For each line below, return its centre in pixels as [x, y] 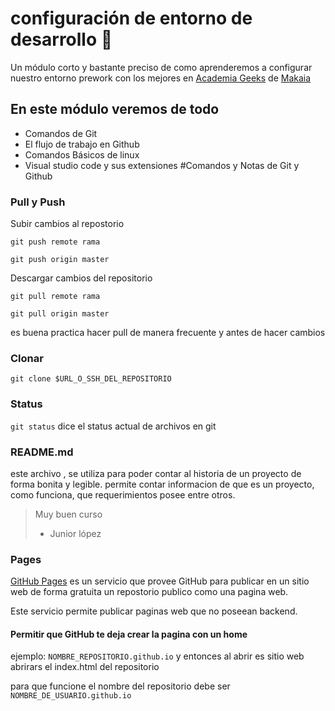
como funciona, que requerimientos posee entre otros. [123, 494]
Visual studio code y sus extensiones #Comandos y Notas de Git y [162, 165]
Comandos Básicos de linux [82, 154]
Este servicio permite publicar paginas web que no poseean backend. [154, 611]
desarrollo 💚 [61, 39]
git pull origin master [60, 314]
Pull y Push [38, 202]
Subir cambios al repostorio [67, 224]
